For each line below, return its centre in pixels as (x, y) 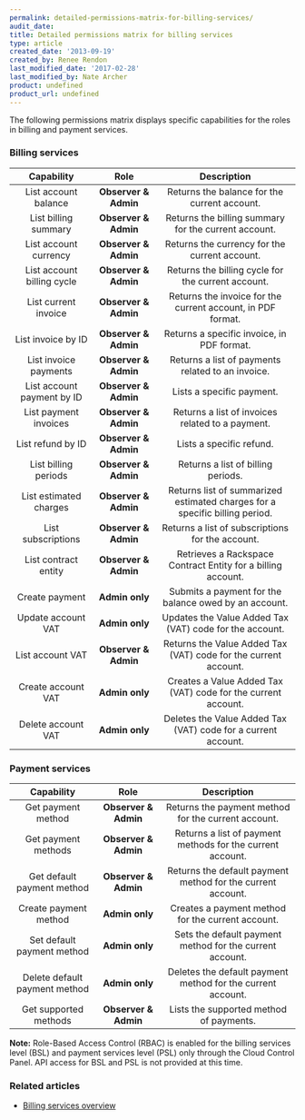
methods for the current (228, 845)
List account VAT (51, 655)
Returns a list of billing (226, 464)
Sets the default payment (228, 935)
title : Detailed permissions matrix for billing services (121, 35)
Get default (53, 877)
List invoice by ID (51, 339)
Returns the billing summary (226, 217)
